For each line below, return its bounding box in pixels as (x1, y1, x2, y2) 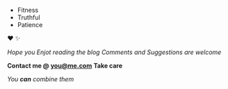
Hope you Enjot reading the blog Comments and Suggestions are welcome (7, 48, 222, 56)
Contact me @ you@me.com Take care (7, 62, 123, 70)
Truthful (17, 13, 40, 22)
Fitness (17, 6, 39, 14)
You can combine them (7, 75, 74, 83)
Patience (17, 21, 43, 29)
